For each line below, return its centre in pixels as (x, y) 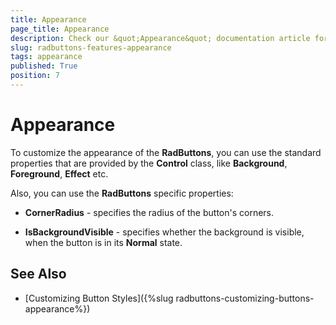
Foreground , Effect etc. (59, 173)
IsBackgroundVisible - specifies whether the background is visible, (164, 232)
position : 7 (35, 76)
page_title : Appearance (60, 29)
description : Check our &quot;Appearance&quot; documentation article (160, 38)
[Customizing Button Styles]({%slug (99, 298)
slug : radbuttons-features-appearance (91, 47)
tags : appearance (46, 57)
